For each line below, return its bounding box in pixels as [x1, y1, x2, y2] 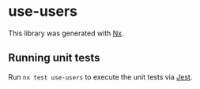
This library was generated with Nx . [8, 28, 124, 38]
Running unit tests [8, 51, 100, 65]
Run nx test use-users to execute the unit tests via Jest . [8, 72, 193, 81]
